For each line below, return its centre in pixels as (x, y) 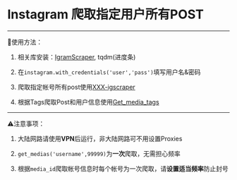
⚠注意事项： (26, 124)
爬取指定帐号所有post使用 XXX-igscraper (76, 87)
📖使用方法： (25, 42)
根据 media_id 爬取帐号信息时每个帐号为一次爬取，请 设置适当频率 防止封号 (123, 168)
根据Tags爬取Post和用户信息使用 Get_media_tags (89, 102)
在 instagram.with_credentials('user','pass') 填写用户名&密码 (109, 72)
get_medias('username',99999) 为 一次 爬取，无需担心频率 (99, 153)
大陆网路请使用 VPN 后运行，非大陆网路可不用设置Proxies (100, 138)
